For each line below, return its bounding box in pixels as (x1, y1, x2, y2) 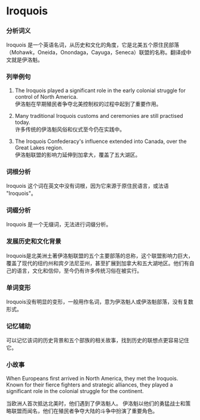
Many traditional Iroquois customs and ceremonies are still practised (14, 112, 183, 119)
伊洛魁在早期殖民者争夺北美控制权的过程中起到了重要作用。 (14, 100, 162, 107)
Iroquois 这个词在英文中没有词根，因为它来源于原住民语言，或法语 (6, 182, 169, 190)
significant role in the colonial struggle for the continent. (6, 387, 144, 394)
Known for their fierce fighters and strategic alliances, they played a (6, 381, 173, 388)
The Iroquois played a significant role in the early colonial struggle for (14, 87, 186, 94)
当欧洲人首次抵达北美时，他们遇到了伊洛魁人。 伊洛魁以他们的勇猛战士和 (6, 400, 186, 407)
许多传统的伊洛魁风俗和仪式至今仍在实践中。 (14, 126, 125, 133)
